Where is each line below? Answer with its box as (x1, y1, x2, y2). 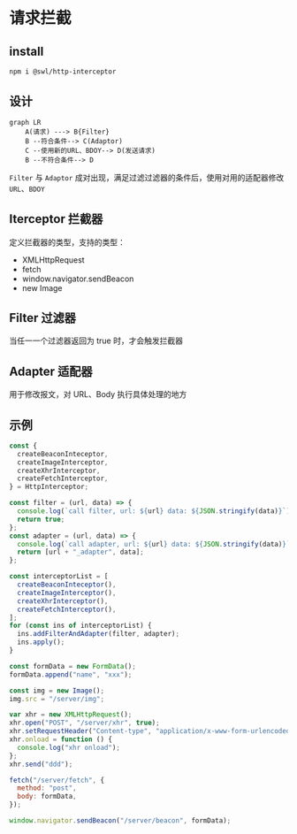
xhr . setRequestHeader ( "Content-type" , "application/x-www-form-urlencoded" (9, 727, 294, 736)
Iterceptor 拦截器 (9, 211, 103, 226)
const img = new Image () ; (9, 686, 104, 695)
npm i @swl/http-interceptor (9, 67, 117, 76)
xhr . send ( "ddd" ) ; (9, 760, 73, 769)
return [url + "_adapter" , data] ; (17, 547, 144, 557)
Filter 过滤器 (9, 310, 77, 325)
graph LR (9, 118, 42, 126)
